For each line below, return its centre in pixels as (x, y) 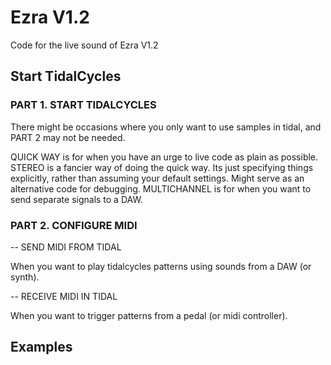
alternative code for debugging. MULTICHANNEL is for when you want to (161, 188)
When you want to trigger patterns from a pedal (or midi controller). (149, 315)
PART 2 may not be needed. (68, 137)
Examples (41, 347)
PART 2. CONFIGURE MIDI (74, 225)
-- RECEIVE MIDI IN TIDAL (64, 296)
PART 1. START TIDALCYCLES (83, 105)
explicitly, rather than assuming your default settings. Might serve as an (157, 178)
